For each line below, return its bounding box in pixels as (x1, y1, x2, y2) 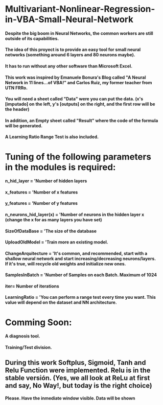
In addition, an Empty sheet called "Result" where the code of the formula (5, 118, 158, 123)
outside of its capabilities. (5, 35, 59, 41)
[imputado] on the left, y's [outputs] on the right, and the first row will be (5, 101, 156, 107)
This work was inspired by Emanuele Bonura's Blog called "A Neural (5, 74, 146, 80)
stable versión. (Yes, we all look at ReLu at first (5, 374, 150, 382)
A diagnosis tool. (5, 333, 41, 339)
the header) (5, 106, 29, 112)
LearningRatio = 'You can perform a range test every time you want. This (5, 294, 156, 300)
